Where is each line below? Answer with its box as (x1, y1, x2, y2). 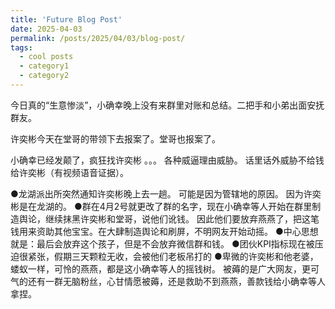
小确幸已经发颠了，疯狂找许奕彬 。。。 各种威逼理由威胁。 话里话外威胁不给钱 (10, 154, 325, 166)
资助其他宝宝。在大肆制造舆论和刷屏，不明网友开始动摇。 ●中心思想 (36, 225, 319, 237)
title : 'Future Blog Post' (10, 14, 123, 25)
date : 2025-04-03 (10, 24, 83, 34)
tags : (10, 42, 33, 53)
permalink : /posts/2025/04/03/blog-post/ (10, 33, 186, 43)
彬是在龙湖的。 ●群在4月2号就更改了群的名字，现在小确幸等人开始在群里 (10, 200, 313, 212)
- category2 (19, 71, 70, 81)
